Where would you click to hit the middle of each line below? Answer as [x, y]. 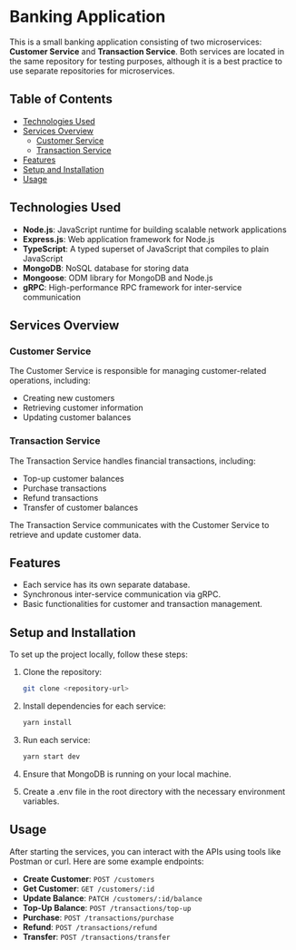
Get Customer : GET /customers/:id [89, 888]
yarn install [47, 723]
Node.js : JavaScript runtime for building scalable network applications [155, 230]
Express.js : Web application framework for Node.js [118, 239]
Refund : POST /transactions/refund [89, 926]
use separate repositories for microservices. [92, 71]
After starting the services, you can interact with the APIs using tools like [145, 851]
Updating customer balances [77, 417]
